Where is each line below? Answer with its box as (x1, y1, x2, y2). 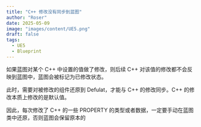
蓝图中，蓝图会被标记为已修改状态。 (16, 73, 107, 80)
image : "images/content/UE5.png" (6, 25, 91, 32)
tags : (6, 37, 20, 43)
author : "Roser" (6, 15, 47, 21)
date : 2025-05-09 (6, 20, 50, 26)
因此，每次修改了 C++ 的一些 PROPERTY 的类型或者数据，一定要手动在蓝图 (6, 106, 194, 114)
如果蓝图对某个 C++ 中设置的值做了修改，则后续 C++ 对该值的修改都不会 (6, 65, 188, 73)
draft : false (6, 31, 39, 37)
